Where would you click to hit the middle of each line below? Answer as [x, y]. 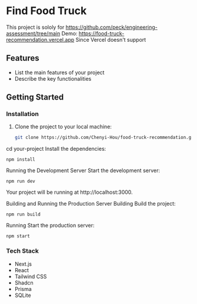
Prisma [23, 289]
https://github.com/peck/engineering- [111, 27]
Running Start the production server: [51, 226]
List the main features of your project [59, 72]
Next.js [23, 264]
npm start [18, 236]
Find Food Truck [46, 11]
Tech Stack [23, 251]
